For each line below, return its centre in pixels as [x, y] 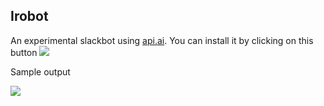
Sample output [40, 71]
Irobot [29, 16]
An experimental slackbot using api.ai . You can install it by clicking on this [162, 40]
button [24, 52]
